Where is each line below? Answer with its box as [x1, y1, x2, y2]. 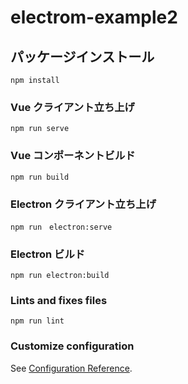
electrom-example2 [10, 6, 178, 29]
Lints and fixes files [10, 294, 108, 308]
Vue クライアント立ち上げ [10, 100, 135, 114]
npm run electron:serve [10, 222, 113, 232]
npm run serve [10, 124, 70, 134]
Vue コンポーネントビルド [10, 149, 136, 163]
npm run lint [10, 316, 65, 326]
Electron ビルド [10, 247, 86, 261]
